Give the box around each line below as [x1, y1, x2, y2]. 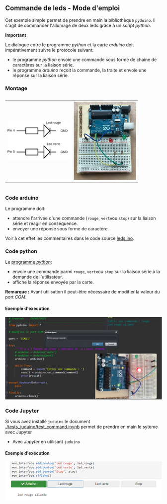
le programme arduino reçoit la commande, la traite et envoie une [12, 67, 147, 73]
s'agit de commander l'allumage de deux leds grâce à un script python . [5, 22, 152, 28]
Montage [5, 84, 28, 91]
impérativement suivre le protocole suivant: [5, 47, 94, 53]
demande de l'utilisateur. [12, 274, 63, 280]
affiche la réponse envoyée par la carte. [12, 279, 94, 285]
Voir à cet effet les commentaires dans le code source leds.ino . [5, 235, 134, 241]
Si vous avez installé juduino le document [5, 418, 90, 424]
